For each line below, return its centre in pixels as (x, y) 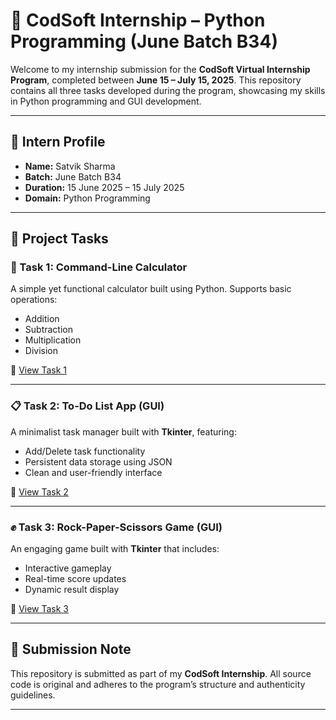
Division (41, 351)
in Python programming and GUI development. (106, 101)
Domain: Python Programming (87, 198)
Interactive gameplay (68, 568)
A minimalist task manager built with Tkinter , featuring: (123, 431)
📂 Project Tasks (59, 239)
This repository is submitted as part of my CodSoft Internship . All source (161, 673)
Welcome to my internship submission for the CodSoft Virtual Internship (160, 69)
